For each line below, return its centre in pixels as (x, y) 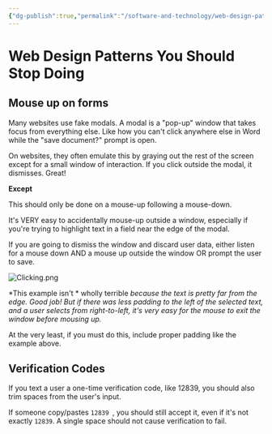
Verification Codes (57, 369)
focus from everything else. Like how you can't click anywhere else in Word (134, 131)
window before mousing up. (55, 319)
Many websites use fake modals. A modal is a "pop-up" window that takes (132, 122)
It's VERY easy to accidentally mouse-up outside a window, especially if (128, 220)
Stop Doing (47, 73)
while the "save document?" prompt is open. (83, 140)
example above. (35, 343)
